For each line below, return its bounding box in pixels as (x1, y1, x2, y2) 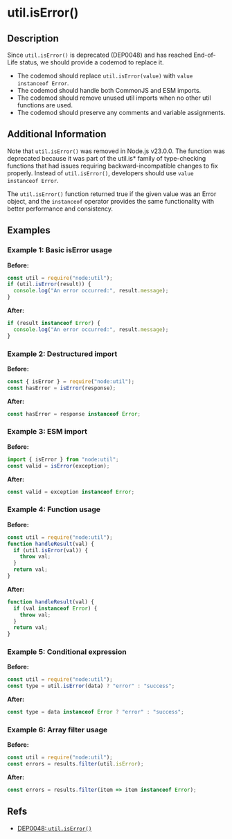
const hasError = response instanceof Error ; (7, 410, 141, 417)
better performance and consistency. (7, 204, 113, 213)
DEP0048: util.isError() (17, 824, 92, 832)
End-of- (193, 51, 216, 59)
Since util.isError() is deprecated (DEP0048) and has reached (7, 51, 193, 59)
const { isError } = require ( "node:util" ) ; (7, 378, 135, 385)
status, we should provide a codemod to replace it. (19, 58, 164, 67)
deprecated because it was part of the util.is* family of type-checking (7, 154, 206, 162)
